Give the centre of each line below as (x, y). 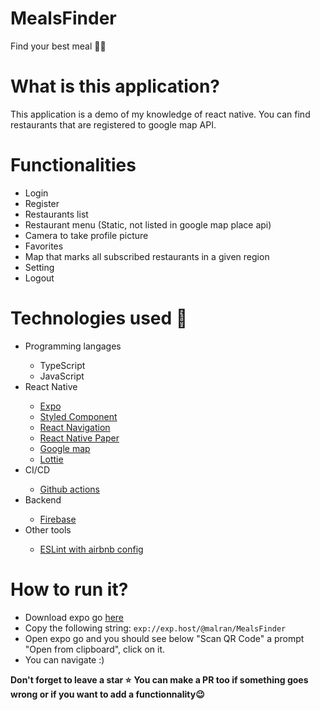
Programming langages (73, 346)
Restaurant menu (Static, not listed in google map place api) (148, 224)
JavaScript (62, 376)
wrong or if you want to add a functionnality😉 (107, 694)
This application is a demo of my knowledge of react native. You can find (160, 114)
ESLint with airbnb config (91, 549)
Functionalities (73, 165)
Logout (39, 278)
